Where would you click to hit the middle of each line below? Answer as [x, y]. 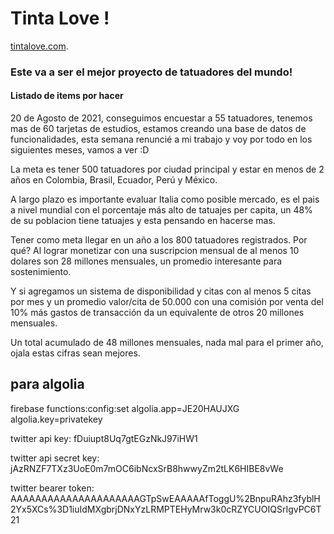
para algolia [47, 384]
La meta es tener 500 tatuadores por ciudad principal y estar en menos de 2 [167, 169]
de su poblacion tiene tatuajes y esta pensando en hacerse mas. [143, 221]
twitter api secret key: [55, 458]
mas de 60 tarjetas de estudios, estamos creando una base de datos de [158, 129]
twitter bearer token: [52, 488]
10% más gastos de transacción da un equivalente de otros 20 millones [157, 313]
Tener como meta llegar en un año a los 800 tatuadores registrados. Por [159, 240]
